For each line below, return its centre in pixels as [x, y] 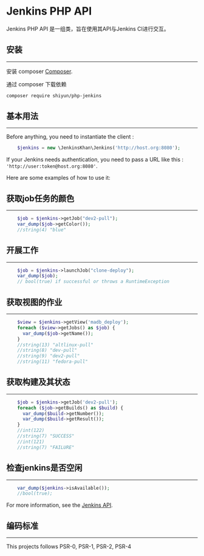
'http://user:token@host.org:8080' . [52, 166]
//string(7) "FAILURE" [46, 447]
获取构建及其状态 [38, 382]
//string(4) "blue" [42, 230]
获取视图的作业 [34, 302]
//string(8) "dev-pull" [47, 351]
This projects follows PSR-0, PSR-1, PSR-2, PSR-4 [69, 547]
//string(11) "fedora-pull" [53, 362]
